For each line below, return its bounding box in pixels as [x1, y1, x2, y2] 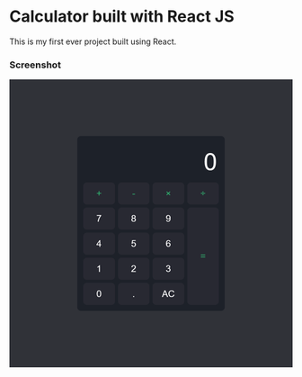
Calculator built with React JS [9, 6, 235, 27]
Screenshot [9, 58, 61, 71]
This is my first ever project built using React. [9, 36, 177, 47]
